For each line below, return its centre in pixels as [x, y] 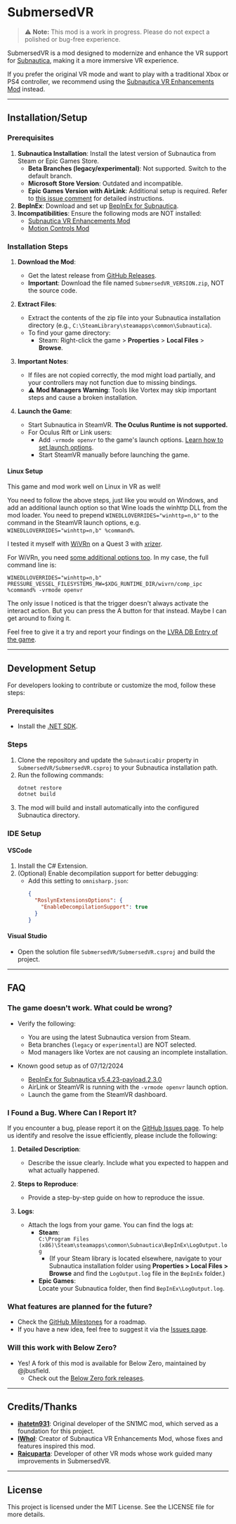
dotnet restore [40, 788]
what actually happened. [64, 1170]
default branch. [50, 176]
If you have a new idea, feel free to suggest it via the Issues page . [113, 1329]
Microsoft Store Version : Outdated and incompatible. [105, 183]
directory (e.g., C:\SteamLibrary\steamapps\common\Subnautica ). [120, 325]
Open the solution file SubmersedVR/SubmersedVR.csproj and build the [116, 952]
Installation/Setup [47, 118]
